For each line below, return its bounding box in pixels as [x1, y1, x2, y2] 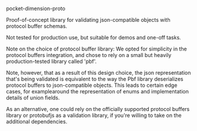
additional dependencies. [6, 118, 68, 125]
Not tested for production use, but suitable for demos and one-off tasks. [6, 34, 181, 41]
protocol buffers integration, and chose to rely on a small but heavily [6, 52, 172, 58]
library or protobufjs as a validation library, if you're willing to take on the [6, 112, 182, 119]
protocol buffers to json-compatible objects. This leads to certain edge [6, 82, 178, 89]
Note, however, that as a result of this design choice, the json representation [6, 69, 191, 76]
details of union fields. [6, 94, 60, 101]
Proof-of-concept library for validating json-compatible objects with [6, 16, 171, 23]
